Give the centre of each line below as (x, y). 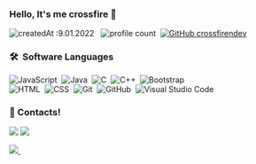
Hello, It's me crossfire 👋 (63, 14)
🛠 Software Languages (62, 57)
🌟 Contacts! (35, 112)
